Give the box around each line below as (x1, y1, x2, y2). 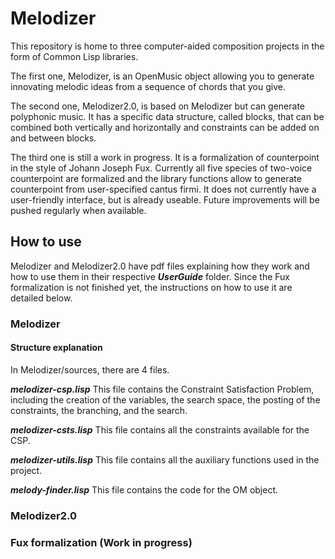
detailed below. (10, 292, 73, 304)
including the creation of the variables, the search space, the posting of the (10, 393, 321, 406)
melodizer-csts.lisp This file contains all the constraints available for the (10, 423, 310, 436)
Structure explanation (10, 342, 103, 354)
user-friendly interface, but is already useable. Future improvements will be (10, 193, 320, 206)
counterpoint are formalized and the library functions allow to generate (10, 172, 302, 184)
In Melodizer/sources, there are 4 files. (10, 363, 170, 376)
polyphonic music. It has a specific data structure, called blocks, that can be (10, 110, 325, 122)
